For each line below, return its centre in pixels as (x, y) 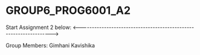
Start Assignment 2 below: (39, 27)
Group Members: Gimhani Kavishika (50, 45)
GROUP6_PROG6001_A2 (68, 11)
